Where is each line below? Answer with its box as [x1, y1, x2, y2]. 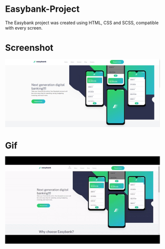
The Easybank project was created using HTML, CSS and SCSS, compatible [5, 20, 159, 26]
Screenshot [5, 42, 54, 54]
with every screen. [5, 25, 43, 31]
